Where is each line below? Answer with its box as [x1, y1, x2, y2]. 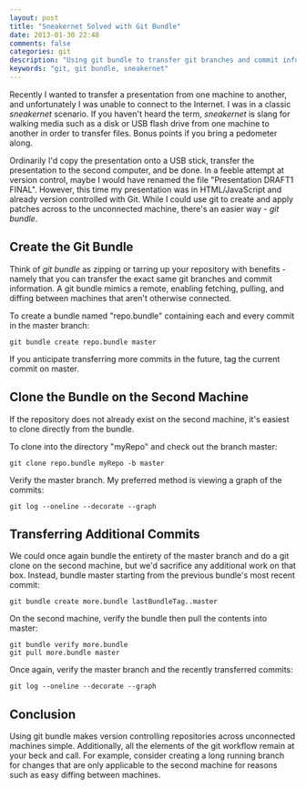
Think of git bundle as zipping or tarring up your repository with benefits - [9, 263, 287, 274]
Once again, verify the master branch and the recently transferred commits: [9, 664, 293, 675]
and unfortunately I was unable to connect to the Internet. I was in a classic [9, 98, 291, 109]
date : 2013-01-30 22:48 [9, 30, 100, 39]
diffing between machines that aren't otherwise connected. [9, 292, 232, 303]
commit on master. [9, 363, 79, 374]
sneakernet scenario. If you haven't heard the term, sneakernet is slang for [9, 108, 291, 119]
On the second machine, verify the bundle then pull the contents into [9, 613, 268, 624]
